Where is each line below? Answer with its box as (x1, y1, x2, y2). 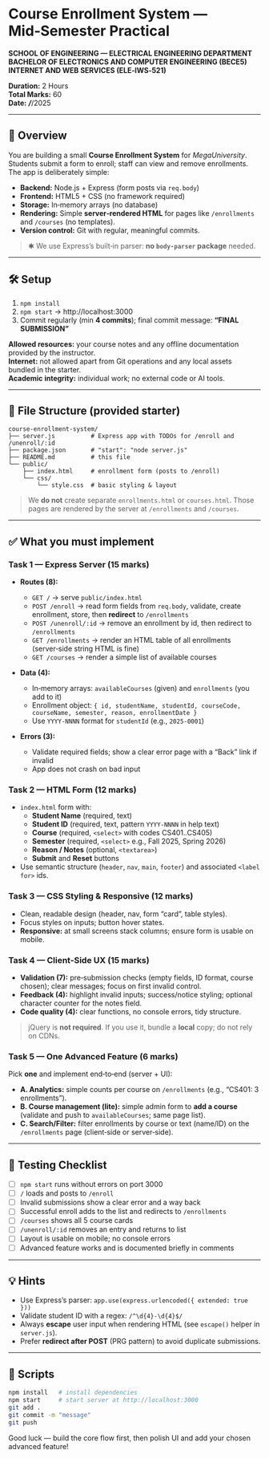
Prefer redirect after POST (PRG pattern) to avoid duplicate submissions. (19, 1337, 261, 1346)
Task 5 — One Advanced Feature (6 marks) (8, 1050, 179, 1062)
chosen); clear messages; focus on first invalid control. (19, 981, 202, 991)
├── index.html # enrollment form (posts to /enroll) (22, 467, 220, 476)
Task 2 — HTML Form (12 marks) (8, 784, 137, 795)
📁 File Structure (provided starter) (8, 404, 181, 417)
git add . (8, 1403, 42, 1411)
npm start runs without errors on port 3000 (19, 1180, 163, 1189)
